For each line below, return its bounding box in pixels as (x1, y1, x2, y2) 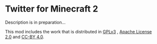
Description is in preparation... (5, 19, 66, 25)
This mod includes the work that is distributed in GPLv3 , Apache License (5, 29, 152, 34)
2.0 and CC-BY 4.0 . (5, 34, 44, 40)
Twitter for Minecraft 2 (5, 3, 98, 15)
